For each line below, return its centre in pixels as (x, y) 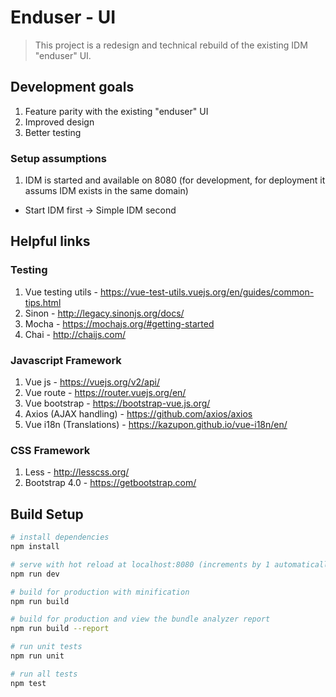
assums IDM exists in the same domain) (106, 191)
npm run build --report (60, 629)
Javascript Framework (66, 360)
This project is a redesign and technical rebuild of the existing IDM (171, 45)
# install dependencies (60, 537)
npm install (35, 547)
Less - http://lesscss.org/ (77, 472)
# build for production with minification (100, 592)
